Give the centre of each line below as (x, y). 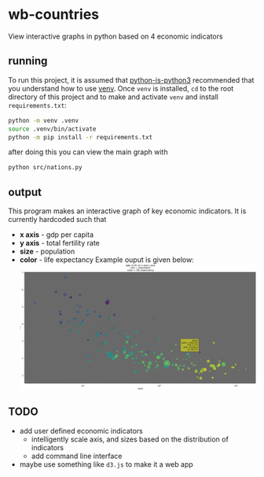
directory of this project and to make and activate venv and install (113, 97)
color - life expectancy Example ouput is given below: (106, 260)
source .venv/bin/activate (52, 129)
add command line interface (77, 456)
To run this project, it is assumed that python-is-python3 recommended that (131, 79)
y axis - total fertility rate (59, 243)
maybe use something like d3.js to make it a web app (106, 464)
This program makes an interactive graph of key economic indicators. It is (127, 211)
